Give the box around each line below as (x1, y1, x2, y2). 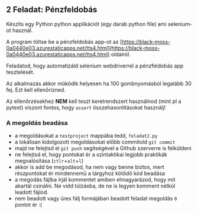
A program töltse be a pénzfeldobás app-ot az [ (6, 38, 122, 45)
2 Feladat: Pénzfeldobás (6, 5, 98, 15)
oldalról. (111, 50, 131, 58)
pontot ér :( (14, 201, 43, 209)
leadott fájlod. (14, 189, 49, 196)
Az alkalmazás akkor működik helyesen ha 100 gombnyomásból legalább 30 (6, 80, 192, 87)
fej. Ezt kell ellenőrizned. (6, 86, 66, 93)
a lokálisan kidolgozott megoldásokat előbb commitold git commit (14, 138, 176, 145)
